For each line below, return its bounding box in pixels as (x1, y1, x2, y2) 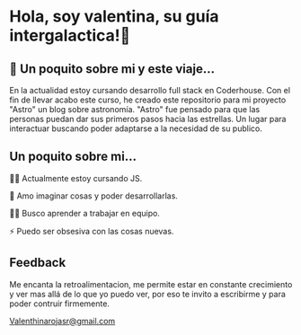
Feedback (9, 255, 66, 270)
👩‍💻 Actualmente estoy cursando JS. (9, 172, 143, 183)
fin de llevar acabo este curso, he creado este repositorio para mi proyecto (9, 94, 287, 105)
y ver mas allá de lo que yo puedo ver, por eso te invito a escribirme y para (9, 288, 286, 299)
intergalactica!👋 (9, 25, 131, 46)
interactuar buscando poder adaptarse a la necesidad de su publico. (9, 123, 262, 134)
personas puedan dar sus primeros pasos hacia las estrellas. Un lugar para (9, 114, 287, 124)
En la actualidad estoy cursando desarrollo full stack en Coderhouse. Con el (9, 85, 290, 95)
